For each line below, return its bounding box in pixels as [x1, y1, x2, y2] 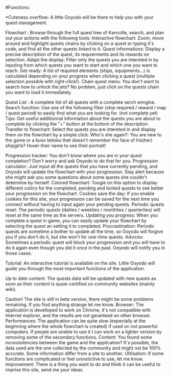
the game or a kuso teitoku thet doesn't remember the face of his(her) [5, 137, 153, 143]
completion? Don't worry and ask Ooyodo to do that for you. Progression [5, 158, 158, 164]
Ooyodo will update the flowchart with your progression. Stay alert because [5, 169, 164, 175]
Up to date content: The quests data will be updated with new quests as [5, 275, 157, 281]
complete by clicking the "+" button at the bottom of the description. [5, 121, 150, 127]
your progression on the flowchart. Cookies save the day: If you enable [5, 191, 155, 196]
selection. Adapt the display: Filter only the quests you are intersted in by [5, 57, 159, 63]
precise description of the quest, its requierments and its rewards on [5, 51, 150, 57]
